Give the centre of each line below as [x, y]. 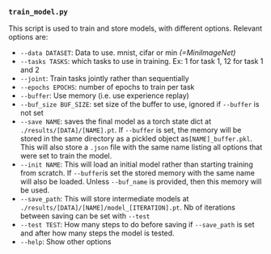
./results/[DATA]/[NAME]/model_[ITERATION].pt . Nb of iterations [128, 207]
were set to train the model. [66, 156]
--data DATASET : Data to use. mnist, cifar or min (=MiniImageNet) [128, 53]
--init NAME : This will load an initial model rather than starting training [136, 164]
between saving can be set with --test [85, 216]
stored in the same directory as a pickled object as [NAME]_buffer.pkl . [136, 139]
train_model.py [38, 12]
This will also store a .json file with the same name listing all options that [141, 147]
